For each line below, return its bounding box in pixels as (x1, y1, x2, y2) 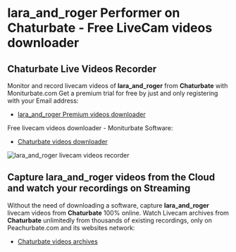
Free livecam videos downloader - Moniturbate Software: (7, 124, 173, 132)
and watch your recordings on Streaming (7, 182, 191, 194)
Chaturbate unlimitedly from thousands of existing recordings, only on (7, 216, 213, 225)
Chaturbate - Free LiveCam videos (7, 20, 213, 36)
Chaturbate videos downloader (17, 137, 108, 146)
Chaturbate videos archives (17, 237, 99, 246)
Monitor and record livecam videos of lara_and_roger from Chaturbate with (7, 82, 228, 89)
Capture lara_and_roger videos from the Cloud (7, 171, 216, 184)
